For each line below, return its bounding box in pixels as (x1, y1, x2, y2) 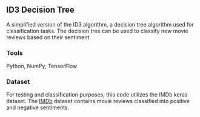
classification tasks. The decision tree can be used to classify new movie (6, 27, 189, 34)
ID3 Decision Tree (6, 5, 75, 15)
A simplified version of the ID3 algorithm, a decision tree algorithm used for (6, 21, 194, 28)
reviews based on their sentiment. (6, 33, 91, 41)
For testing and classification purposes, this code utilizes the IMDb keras (6, 91, 188, 98)
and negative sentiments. (6, 104, 70, 111)
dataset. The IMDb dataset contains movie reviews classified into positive (6, 98, 190, 105)
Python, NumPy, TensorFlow (6, 63, 78, 70)
